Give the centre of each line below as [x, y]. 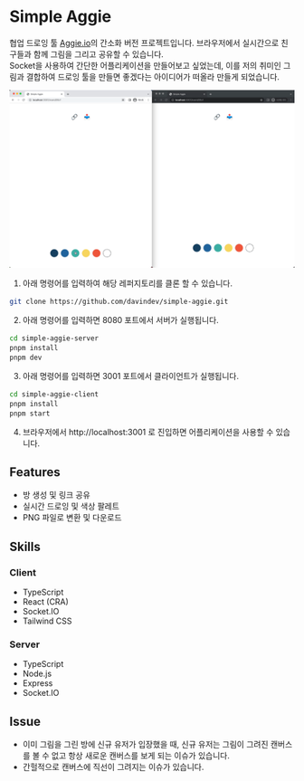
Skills [25, 546]
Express [38, 683]
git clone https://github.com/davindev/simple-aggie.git [119, 302]
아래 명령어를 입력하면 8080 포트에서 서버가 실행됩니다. [120, 320]
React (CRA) [46, 602]
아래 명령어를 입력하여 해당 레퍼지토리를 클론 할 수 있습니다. [128, 283]
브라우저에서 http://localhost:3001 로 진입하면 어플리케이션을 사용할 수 [148, 432]
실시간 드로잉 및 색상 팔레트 [71, 506]
